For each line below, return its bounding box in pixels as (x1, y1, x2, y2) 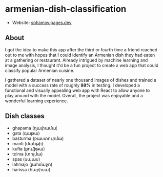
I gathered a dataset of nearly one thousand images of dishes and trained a (5, 77, 157, 83)
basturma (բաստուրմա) (12, 135, 64, 141)
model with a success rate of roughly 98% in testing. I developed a (5, 82, 140, 88)
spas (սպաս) (12, 156, 41, 162)
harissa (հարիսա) (12, 166, 51, 172)
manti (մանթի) (12, 140, 43, 146)
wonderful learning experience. (5, 98, 68, 104)
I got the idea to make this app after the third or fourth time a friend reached (5, 46, 158, 52)
